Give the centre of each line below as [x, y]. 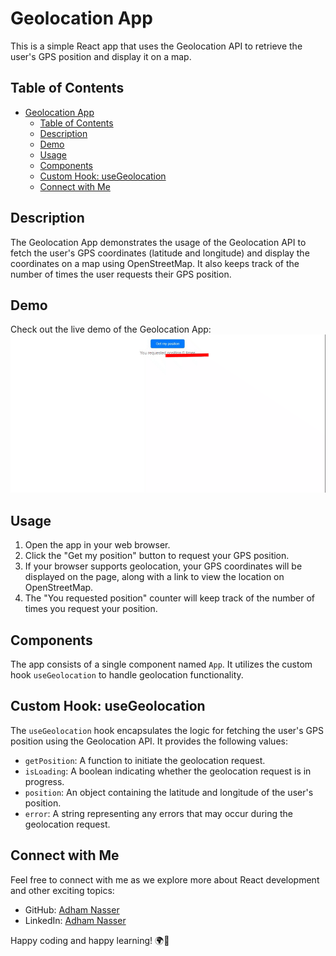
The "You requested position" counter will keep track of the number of [169, 598]
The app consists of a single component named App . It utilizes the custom [161, 664]
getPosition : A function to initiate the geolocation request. [145, 760]
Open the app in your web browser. [97, 545]
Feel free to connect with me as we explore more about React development [165, 879]
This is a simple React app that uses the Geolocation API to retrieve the [156, 46]
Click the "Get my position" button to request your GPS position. [157, 556]
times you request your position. [91, 609]
